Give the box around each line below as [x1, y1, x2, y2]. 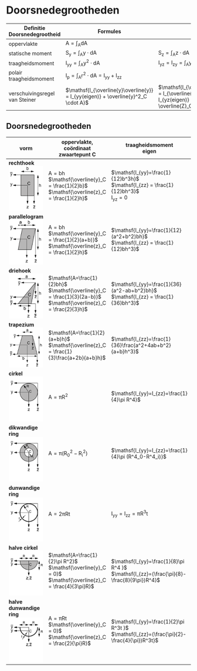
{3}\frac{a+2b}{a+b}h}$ [48, 354, 106, 361]
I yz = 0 [111, 194, 128, 202]
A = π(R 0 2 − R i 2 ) [48, 449, 88, 459]
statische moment [8, 49, 52, 56]
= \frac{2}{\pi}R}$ [48, 640, 91, 647]
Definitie [23, 25, 46, 32]
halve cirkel [8, 545, 38, 552]
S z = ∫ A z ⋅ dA [158, 49, 189, 58]
